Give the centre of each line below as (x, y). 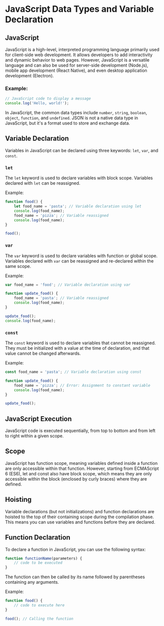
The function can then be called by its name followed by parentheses (75, 577)
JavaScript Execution (39, 419)
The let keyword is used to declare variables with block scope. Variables (79, 178)
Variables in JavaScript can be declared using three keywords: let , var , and (82, 150)
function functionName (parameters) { (44, 558)
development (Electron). (29, 76)
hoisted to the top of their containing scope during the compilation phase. (80, 517)
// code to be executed (38, 563)
